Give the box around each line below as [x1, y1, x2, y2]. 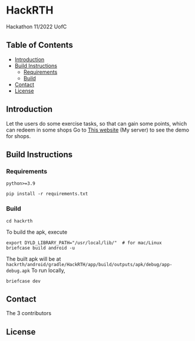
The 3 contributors [6, 310, 52, 317]
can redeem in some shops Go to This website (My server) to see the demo [6, 126, 190, 133]
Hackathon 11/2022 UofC [6, 23, 67, 30]
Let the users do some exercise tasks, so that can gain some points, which [6, 120, 187, 127]
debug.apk [6, 268, 31, 274]
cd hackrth [6, 218, 33, 224]
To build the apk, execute [6, 228, 68, 235]
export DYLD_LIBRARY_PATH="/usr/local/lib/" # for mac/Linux [6, 240, 162, 245]
